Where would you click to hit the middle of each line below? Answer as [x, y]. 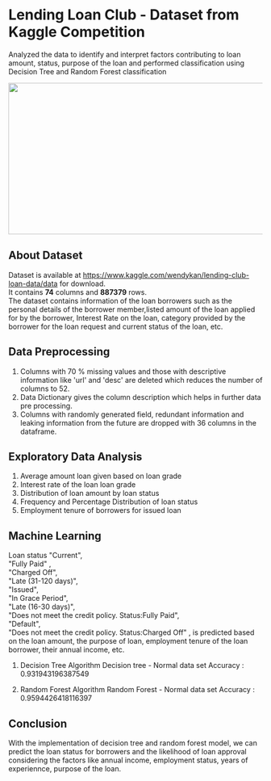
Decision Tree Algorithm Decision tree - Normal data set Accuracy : [132, 666]
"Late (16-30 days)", [42, 607]
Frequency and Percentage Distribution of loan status [109, 502]
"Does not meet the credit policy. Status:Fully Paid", [94, 615]
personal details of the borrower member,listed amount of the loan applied [132, 309]
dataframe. [38, 431]
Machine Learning [55, 536]
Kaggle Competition [77, 32]
